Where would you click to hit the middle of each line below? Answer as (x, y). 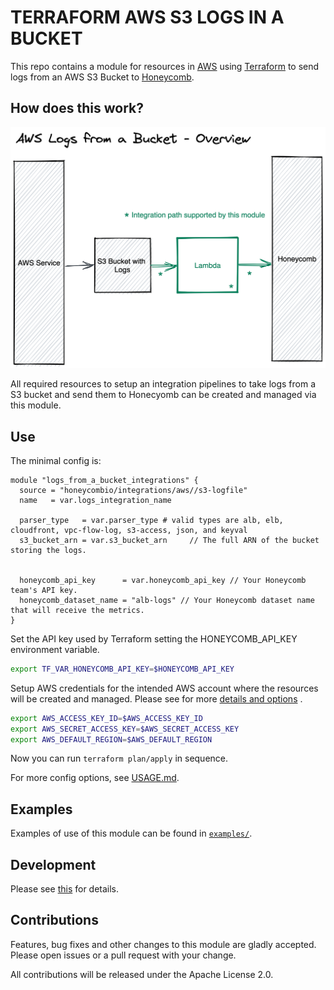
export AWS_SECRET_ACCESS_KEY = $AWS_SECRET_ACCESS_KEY (125, 729)
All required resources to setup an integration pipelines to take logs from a (163, 384)
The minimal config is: (56, 460)
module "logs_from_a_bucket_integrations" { (104, 480)
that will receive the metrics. (77, 610)
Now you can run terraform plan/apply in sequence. (119, 758)
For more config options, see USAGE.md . (95, 778)
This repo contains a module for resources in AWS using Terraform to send (165, 66)
